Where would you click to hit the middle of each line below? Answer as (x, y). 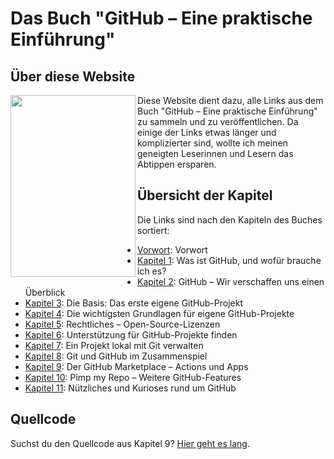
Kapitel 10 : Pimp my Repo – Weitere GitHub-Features (133, 377)
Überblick (45, 292)
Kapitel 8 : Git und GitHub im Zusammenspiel (116, 356)
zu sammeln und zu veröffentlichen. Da (218, 121)
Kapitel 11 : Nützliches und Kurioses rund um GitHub (130, 388)
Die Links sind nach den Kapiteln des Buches (230, 219)
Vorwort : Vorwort (172, 249)
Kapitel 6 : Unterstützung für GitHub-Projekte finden (131, 334)
